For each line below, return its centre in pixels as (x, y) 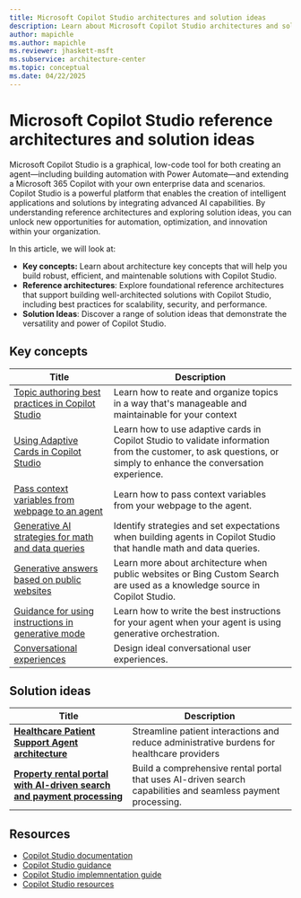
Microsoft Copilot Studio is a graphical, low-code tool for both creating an (145, 164)
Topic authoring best (57, 392)
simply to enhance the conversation (189, 462)
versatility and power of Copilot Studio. (95, 323)
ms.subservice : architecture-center (77, 59)
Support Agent (46, 743)
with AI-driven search (62, 785)
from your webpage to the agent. (183, 506)
